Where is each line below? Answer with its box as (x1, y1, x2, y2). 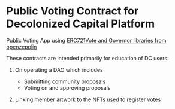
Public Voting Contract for (6, 4, 139, 18)
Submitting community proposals (23, 78, 106, 85)
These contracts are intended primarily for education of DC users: (6, 54, 169, 62)
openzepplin (6, 43, 37, 50)
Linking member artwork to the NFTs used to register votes (14, 96, 161, 103)
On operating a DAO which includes (14, 66, 103, 73)
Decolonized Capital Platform (6, 17, 155, 31)
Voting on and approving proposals (23, 84, 111, 91)
